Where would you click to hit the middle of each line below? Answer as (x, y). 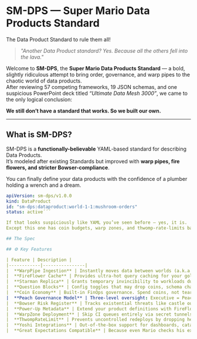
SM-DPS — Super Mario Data (78, 11)
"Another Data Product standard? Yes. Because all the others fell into (104, 50)
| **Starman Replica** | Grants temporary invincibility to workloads (95, 282)
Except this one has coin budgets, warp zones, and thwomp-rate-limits (95, 228)
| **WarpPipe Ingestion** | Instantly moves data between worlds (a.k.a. (99, 270)
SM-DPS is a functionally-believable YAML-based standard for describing (96, 149)
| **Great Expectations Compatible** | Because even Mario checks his (95, 331)
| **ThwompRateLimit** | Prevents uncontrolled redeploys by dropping (95, 320)
